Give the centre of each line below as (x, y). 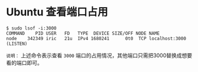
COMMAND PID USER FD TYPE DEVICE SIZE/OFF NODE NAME (83, 33)
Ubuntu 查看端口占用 (57, 12)
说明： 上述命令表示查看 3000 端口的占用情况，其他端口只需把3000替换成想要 (99, 55)
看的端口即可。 (24, 63)
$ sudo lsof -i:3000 (32, 28)
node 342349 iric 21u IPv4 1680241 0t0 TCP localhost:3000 (96, 38)
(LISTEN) (17, 44)
